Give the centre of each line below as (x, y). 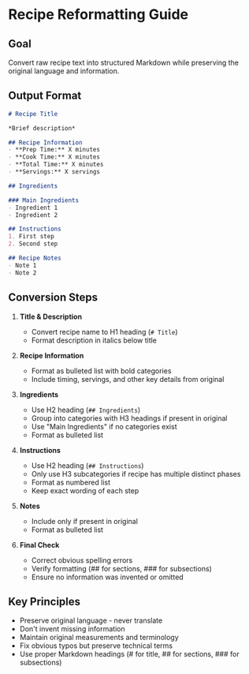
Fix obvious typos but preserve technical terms (96, 646)
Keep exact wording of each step (85, 490)
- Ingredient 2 (33, 215)
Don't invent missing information (72, 629)
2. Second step (33, 244)
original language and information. (64, 71)
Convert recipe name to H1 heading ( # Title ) (105, 331)
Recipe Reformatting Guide (98, 15)
